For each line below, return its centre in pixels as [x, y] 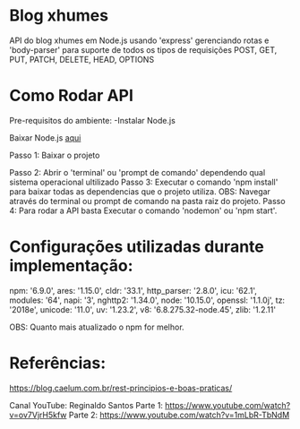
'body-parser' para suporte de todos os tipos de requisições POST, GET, [143, 49]
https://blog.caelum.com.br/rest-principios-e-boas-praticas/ [121, 388]
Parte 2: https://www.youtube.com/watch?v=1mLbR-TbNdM [179, 415]
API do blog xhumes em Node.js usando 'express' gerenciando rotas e [139, 40]
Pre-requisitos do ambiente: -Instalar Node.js [93, 120]
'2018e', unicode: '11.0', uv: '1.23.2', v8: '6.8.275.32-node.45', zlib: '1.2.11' [142, 309]
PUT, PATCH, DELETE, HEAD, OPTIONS [82, 59]
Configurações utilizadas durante [137, 247]
